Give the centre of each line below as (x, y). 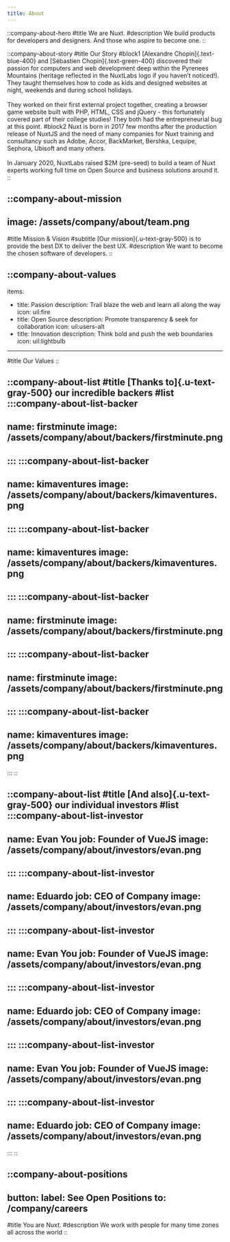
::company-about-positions (67, 1174)
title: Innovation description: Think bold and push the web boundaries (115, 334)
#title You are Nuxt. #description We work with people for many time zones (113, 1225)
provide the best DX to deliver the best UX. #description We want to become (115, 246)
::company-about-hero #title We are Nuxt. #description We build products (111, 33)
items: (16, 291)
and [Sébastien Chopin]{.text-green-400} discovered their (120, 61)
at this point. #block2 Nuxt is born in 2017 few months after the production (112, 126)
